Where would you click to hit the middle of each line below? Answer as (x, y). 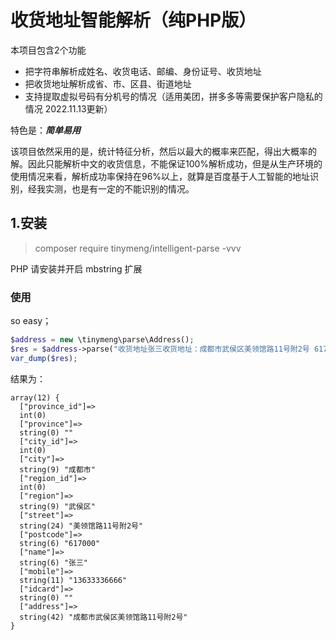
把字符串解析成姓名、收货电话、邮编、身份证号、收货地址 (143, 71)
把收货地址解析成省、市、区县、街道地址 (108, 83)
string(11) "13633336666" (73, 580)
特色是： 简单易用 (45, 130)
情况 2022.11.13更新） (68, 108)
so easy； (31, 321)
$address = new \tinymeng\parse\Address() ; (102, 340)
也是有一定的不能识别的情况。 (133, 188)
